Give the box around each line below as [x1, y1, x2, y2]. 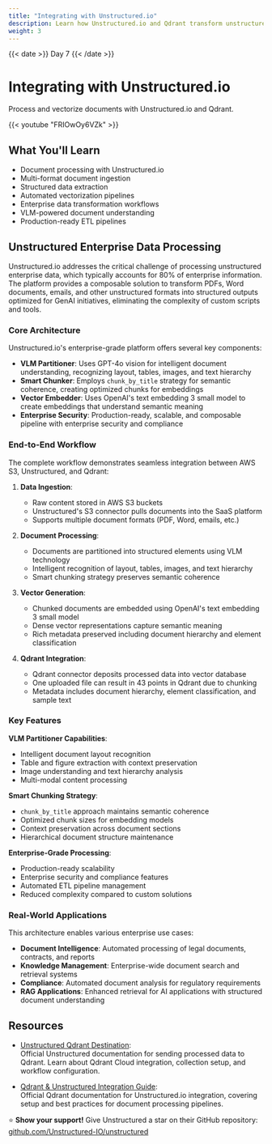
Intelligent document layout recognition [19, 749, 151, 759]
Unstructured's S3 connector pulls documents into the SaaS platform [32, 506, 263, 516]
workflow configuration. [19, 1065, 100, 1075]
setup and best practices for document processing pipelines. [19, 1099, 224, 1108]
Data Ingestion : [19, 482, 73, 491]
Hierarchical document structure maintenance [19, 831, 174, 842]
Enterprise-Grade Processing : [8, 848, 112, 857]
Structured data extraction [19, 182, 108, 192]
